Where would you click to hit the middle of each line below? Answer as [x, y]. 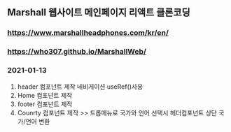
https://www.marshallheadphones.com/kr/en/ [88, 33]
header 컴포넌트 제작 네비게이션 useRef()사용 [80, 87]
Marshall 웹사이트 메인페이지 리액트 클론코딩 [99, 13]
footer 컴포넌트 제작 [45, 104]
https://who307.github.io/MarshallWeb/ [77, 52]
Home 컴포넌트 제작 [45, 95]
